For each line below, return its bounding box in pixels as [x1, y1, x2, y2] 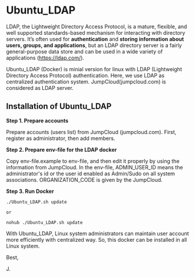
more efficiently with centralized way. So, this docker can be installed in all [6, 236, 187, 243]
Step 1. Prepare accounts [6, 117, 69, 124]
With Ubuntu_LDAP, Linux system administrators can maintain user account [6, 230, 190, 237]
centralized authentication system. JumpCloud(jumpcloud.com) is [6, 78, 166, 85]
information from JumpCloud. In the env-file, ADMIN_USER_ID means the [6, 163, 183, 171]
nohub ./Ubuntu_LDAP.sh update [6, 219, 83, 225]
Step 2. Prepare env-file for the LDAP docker [6, 146, 117, 153]
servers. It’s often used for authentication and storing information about [6, 35, 184, 42]
